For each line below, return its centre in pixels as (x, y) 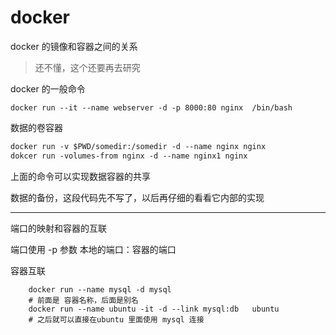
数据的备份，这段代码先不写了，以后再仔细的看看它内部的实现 (137, 197)
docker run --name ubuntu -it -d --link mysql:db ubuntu (154, 309)
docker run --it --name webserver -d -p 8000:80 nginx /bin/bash (151, 107)
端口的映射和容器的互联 (58, 228)
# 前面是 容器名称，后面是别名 (83, 300)
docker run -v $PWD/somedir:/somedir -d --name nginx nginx (138, 146)
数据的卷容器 (36, 127)
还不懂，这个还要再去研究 (87, 67)
